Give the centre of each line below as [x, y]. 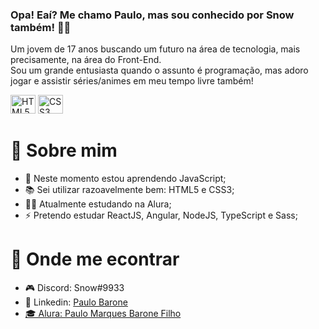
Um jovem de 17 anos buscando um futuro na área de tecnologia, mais [155, 49]
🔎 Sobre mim [64, 150]
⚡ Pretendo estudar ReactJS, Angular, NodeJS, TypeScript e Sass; [161, 215]
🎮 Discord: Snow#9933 [74, 288]
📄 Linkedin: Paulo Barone [76, 302]
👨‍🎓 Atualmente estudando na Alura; [98, 204]
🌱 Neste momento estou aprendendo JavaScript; [125, 179]
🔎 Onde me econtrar [95, 259]
